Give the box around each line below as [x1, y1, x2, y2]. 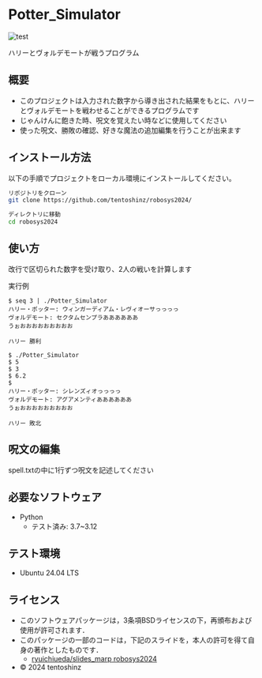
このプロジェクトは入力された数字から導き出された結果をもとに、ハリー [19, 96, 255, 105]
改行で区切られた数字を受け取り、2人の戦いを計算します [8, 264, 192, 273]
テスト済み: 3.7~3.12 [31, 522, 98, 531]
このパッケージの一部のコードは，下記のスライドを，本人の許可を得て [19, 635, 249, 645]
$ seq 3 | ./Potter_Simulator [8, 296, 108, 305]
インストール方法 [8, 151, 92, 164]
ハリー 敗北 [8, 419, 42, 428]
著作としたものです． [33, 646, 103, 655]
